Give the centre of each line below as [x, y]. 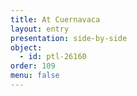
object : [26, 47]
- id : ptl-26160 [53, 57]
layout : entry [40, 29]
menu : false [35, 76]
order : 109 [33, 66]
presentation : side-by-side [69, 38]
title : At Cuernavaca [55, 19]
